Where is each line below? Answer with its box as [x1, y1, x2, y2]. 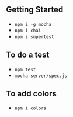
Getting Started [6, 5, 64, 15]
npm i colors [14, 105, 47, 111]
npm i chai [14, 28, 41, 34]
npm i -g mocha [14, 21, 52, 27]
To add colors [6, 89, 57, 99]
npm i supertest [14, 34, 54, 40]
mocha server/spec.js [14, 73, 67, 79]
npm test [14, 66, 36, 72]
